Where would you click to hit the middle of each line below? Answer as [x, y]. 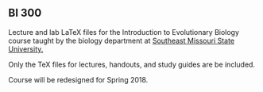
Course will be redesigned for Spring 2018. [78, 79]
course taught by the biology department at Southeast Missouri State [122, 40]
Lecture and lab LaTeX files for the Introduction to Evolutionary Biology [124, 32]
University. [26, 49]
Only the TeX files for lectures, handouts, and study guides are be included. [132, 64]
